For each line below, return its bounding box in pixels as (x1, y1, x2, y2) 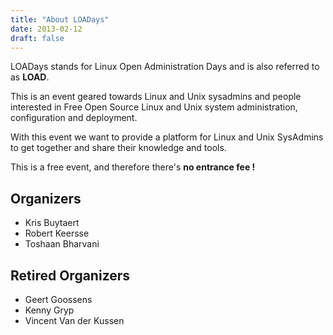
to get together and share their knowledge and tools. (10, 142, 227, 154)
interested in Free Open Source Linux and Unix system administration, (10, 101, 298, 113)
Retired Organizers (10, 267, 131, 284)
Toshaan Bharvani (24, 238, 100, 250)
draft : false (10, 33, 65, 43)
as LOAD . (10, 71, 50, 83)
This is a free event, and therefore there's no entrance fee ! (10, 161, 256, 173)
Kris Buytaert (24, 217, 80, 229)
